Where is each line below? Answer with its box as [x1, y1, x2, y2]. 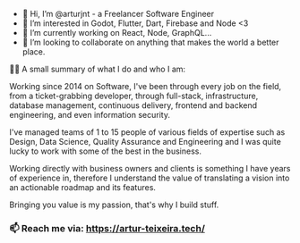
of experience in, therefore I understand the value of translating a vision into [9, 172, 290, 183]
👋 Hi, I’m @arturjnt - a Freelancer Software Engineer [21, 9, 215, 19]
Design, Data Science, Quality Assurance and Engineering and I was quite [9, 137, 282, 147]
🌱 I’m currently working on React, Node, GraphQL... [21, 28, 212, 38]
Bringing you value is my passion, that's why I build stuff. [9, 199, 219, 210]
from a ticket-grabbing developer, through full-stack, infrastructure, [9, 90, 259, 101]
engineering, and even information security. [9, 110, 170, 120]
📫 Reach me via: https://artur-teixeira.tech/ [9, 222, 206, 234]
